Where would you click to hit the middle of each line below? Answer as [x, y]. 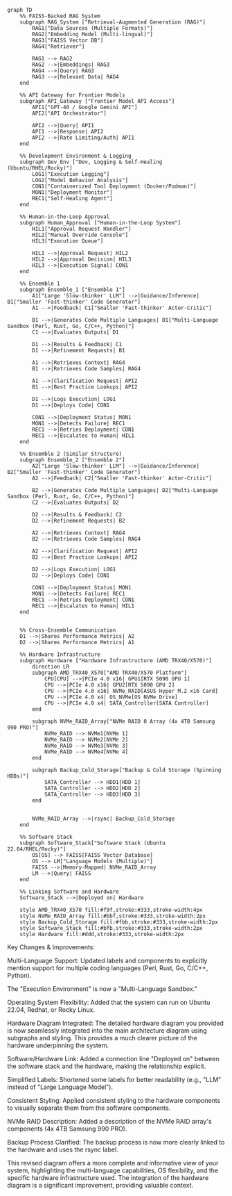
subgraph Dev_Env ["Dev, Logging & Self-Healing [91, 162]
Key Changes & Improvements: [51, 947]
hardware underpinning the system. [58, 1045]
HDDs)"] [18, 776]
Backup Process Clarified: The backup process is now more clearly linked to [116, 1142]
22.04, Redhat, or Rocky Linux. [51, 1010]
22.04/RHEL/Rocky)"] [37, 849]
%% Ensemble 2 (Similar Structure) [71, 454]
